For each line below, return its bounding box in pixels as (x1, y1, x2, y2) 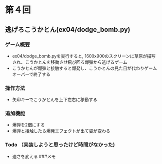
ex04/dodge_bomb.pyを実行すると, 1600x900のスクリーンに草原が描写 (12, 53, 156, 59)
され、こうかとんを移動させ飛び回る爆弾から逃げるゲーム (12, 59, 127, 65)
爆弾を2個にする (12, 122, 45, 128)
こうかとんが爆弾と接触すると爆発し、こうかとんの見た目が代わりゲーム (12, 65, 157, 71)
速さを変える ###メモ (12, 153, 56, 159)
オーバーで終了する (12, 71, 51, 77)
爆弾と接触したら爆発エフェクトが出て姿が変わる (12, 128, 110, 134)
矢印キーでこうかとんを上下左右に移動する (12, 97, 97, 103)
